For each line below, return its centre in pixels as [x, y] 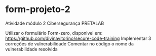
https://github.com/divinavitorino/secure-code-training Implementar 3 [78, 38]
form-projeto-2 [38, 9]
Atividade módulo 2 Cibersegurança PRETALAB [55, 23]
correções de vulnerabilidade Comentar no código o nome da [70, 43]
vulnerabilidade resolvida [32, 49]
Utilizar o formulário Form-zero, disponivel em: [54, 33]
